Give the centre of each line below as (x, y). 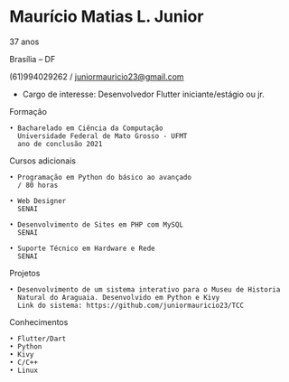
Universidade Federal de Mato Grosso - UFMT (103, 136)
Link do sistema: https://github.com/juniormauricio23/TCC (131, 305)
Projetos (25, 273)
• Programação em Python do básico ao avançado (101, 177)
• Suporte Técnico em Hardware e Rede (82, 248)
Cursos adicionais (43, 161)
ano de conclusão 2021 (60, 144)
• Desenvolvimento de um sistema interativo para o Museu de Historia (145, 289)
